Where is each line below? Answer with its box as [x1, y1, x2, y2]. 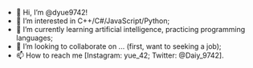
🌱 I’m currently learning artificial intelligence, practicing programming [15, 25, 246, 34]
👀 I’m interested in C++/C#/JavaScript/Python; [15, 16, 170, 26]
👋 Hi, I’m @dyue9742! [15, 8, 88, 17]
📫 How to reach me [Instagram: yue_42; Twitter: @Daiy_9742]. [15, 50, 224, 60]
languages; [15, 33, 54, 42]
